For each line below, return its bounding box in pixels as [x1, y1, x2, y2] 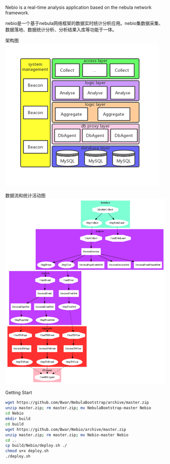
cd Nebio [5, 411, 24, 416]
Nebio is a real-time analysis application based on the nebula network [5, 5, 152, 10]
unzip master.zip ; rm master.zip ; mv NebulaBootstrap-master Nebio [5, 405, 152, 411]
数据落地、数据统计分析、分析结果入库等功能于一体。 [5, 26, 117, 33]
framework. [5, 10, 30, 16]
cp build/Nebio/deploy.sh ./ [5, 443, 67, 448]
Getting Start [5, 390, 32, 396]
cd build [5, 421, 24, 427]
